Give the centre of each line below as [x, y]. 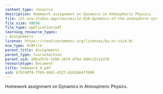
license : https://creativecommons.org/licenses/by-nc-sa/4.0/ [69, 41]
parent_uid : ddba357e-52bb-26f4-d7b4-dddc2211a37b [57, 59]
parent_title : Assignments [32, 50]
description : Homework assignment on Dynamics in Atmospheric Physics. [79, 14]
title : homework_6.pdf [28, 68]
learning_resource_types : [31, 32]
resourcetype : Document [29, 63]
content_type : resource [29, 9]
